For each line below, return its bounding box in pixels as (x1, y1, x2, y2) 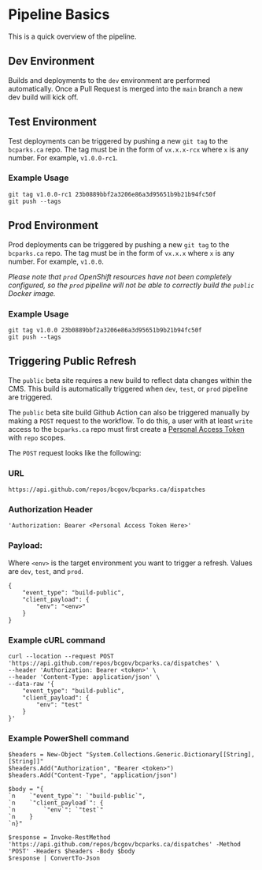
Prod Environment (8, 219, 98, 232)
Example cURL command (8, 634, 106, 645)
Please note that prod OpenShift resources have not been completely (8, 272, 232, 281)
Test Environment (8, 115, 97, 129)
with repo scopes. (8, 433, 66, 442)
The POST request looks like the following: (8, 448, 142, 457)
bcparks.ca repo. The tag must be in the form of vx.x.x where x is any (8, 248, 234, 257)
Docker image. (8, 288, 57, 298)
